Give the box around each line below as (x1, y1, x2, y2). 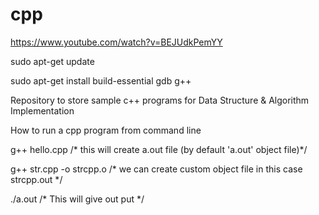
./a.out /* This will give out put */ (10, 193, 145, 205)
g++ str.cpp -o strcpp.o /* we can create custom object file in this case (10, 163, 303, 175)
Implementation (10, 104, 75, 117)
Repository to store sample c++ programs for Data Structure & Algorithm (10, 94, 310, 106)
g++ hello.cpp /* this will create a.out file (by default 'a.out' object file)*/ (10, 143, 308, 155)
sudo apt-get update (10, 55, 95, 67)
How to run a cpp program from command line (10, 124, 202, 136)
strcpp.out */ (10, 173, 63, 185)
